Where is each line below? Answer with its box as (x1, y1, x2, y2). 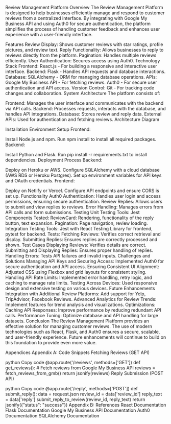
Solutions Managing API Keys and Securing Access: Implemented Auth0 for (5, 258, 164, 264)
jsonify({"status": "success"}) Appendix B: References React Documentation (5, 402, 166, 408)
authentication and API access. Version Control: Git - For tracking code (5, 85, 155, 91)
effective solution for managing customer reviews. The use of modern (5, 323, 152, 329)
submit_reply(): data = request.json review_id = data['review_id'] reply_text (5, 391, 162, 397)
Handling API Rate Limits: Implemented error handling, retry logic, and (5, 274, 152, 280)
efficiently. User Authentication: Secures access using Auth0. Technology (5, 58, 160, 63)
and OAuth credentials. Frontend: (5, 178, 75, 183)
